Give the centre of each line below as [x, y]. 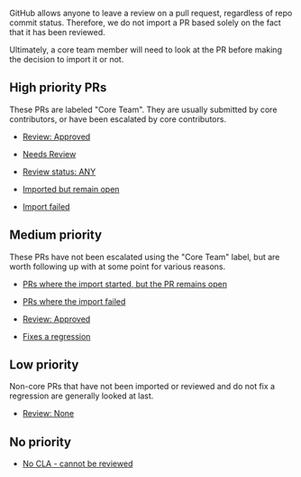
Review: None [48, 414]
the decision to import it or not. [67, 59]
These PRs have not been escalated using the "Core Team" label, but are [145, 257]
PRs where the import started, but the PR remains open [125, 284]
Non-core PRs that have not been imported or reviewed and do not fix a [142, 387]
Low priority [44, 365]
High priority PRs [58, 88]
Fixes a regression [56, 336]
